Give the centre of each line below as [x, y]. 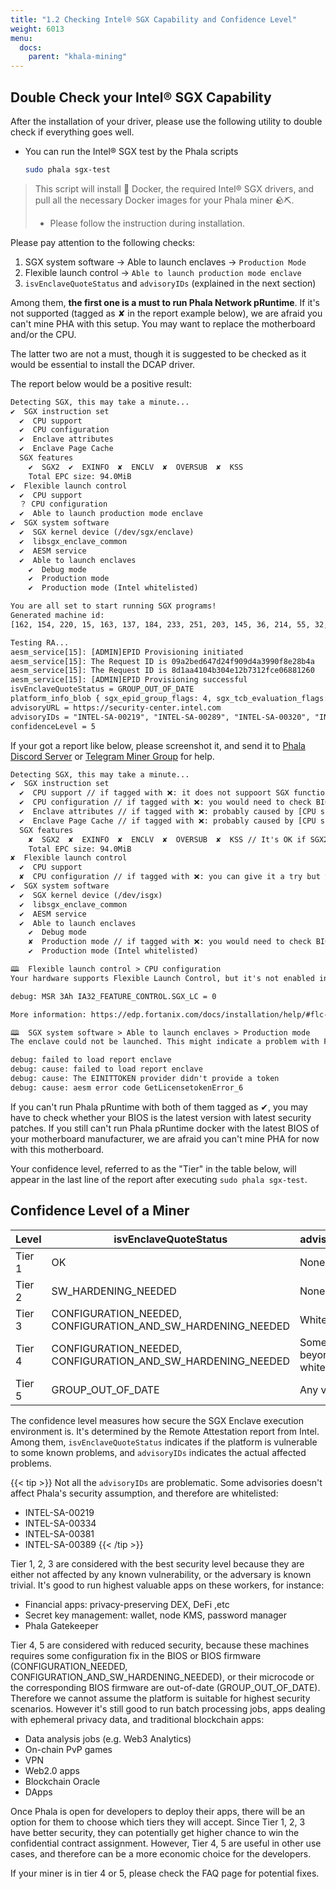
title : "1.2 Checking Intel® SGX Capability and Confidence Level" [154, 19]
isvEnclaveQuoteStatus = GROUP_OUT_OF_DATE [102, 689]
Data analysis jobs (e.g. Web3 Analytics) [108, 1738]
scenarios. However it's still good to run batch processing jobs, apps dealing [168, 1708]
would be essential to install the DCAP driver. [103, 364]
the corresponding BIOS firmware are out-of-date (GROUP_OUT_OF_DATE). [165, 1687]
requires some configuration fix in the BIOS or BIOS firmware [136, 1655]
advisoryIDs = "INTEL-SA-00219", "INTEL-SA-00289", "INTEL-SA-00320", [160, 717]
